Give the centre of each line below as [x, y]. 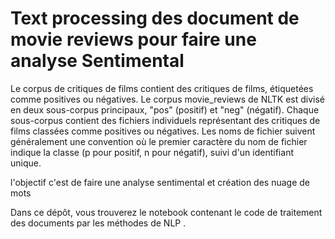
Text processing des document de [155, 18]
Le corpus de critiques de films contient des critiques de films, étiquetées [162, 88]
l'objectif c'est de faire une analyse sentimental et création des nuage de [160, 182]
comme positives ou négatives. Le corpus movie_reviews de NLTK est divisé [168, 99]
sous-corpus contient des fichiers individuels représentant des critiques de [165, 120]
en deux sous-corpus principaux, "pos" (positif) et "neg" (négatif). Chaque [165, 109]
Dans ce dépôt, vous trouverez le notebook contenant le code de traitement [166, 212]
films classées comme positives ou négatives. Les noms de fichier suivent [163, 131]
